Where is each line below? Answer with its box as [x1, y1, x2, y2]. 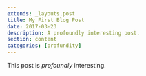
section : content [7, 36, 57, 43]
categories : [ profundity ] [7, 42, 81, 49]
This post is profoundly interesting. [7, 61, 106, 69]
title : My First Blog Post [7, 17, 85, 23]
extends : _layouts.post [7, 10, 76, 17]
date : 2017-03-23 [7, 23, 57, 30]
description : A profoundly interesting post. [7, 29, 140, 37]
